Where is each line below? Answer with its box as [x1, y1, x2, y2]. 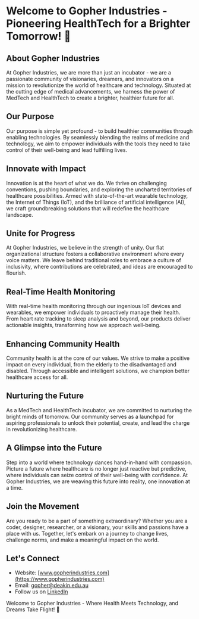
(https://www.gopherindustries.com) [14, 576, 105, 583]
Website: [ [14, 569, 40, 576]
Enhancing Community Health [6, 338, 120, 349]
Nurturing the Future [6, 391, 84, 401]
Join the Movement [6, 502, 80, 512]
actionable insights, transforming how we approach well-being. [6, 322, 161, 329]
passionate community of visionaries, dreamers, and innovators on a [6, 76, 174, 82]
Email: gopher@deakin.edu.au [14, 582, 89, 589]
